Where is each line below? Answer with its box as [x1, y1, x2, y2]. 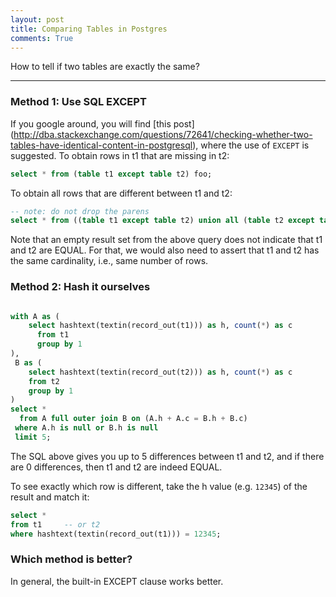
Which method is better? [10, 552, 133, 566]
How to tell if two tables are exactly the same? [10, 61, 200, 73]
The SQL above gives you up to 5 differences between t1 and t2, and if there [10, 450, 325, 462]
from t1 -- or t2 [10, 519, 101, 530]
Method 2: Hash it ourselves [10, 280, 151, 294]
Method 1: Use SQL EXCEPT [10, 95, 147, 109]
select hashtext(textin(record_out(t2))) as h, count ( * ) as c [28, 367, 293, 377]
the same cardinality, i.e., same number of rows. [10, 255, 209, 267]
